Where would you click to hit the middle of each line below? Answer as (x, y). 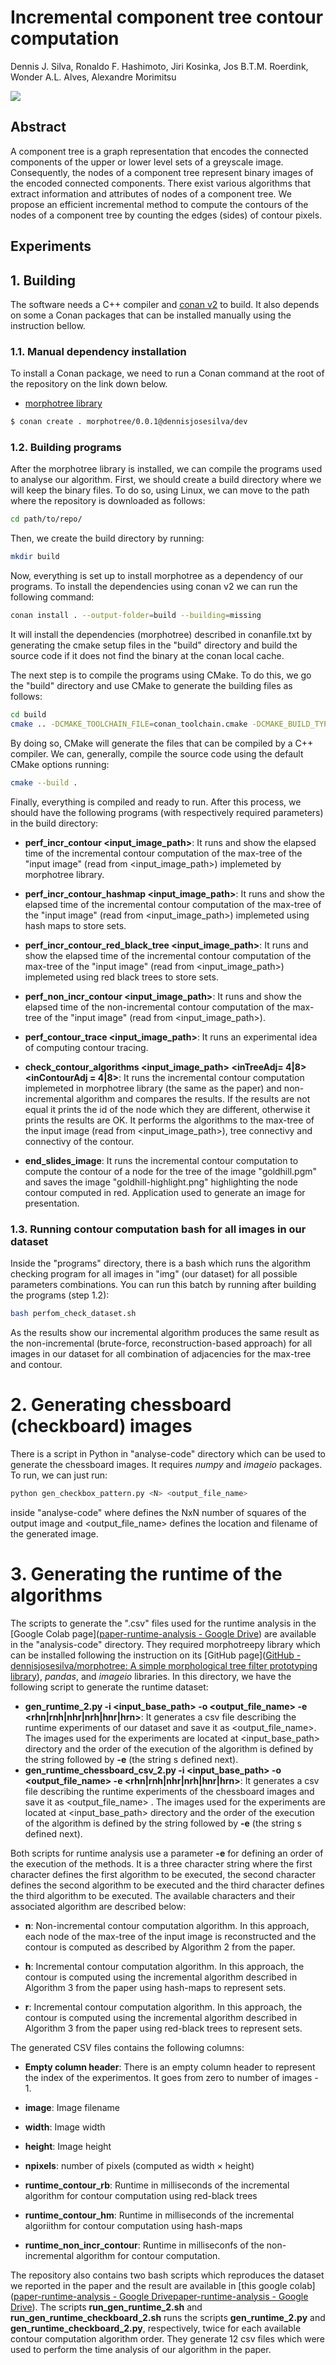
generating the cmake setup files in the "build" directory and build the (154, 645)
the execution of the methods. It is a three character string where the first (161, 1863)
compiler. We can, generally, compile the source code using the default (157, 753)
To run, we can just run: (59, 1475)
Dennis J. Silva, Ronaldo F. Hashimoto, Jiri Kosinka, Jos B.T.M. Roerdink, (159, 66)
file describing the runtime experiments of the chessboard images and (169, 1791)
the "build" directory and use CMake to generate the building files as (151, 686)
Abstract (38, 127)
